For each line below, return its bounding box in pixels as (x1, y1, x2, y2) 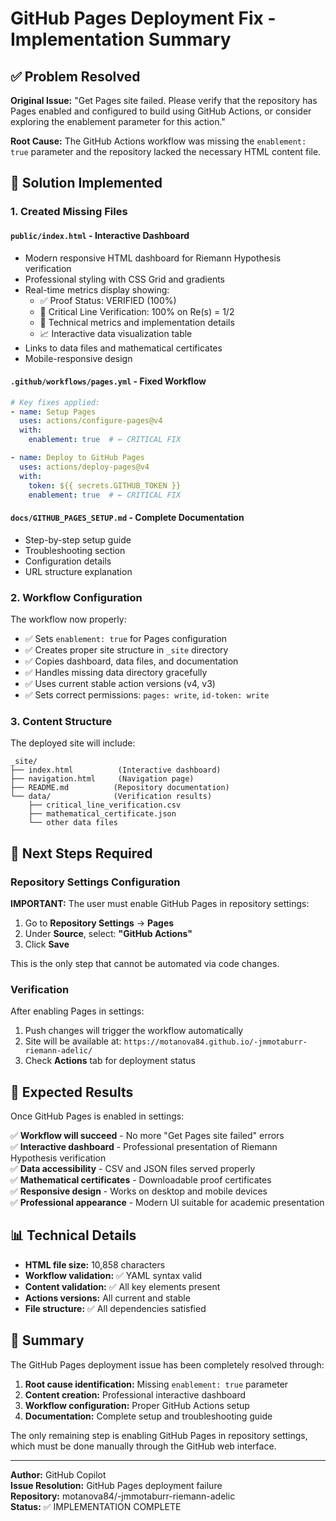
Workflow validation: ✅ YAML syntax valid (24, 1269, 203, 1281)
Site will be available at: (24, 1035, 122, 1047)
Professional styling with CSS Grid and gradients (24, 273, 226, 285)
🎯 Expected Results (10, 1083, 134, 1101)
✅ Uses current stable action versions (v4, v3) (24, 677, 216, 689)
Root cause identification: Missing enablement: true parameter (24, 1378, 289, 1390)
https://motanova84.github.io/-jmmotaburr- (123, 1037, 308, 1047)
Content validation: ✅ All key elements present (24, 1280, 221, 1292)
